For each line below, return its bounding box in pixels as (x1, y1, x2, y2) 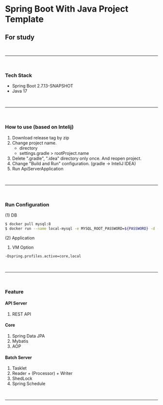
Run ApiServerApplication (12, 166, 64, 171)
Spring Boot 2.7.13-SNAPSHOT (12, 83, 74, 89)
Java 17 (12, 88, 28, 94)
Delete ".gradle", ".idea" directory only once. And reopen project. (12, 155, 142, 161)
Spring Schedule (12, 381, 46, 387)
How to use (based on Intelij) (5, 124, 74, 131)
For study (5, 33, 35, 41)
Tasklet (12, 365, 27, 371)
